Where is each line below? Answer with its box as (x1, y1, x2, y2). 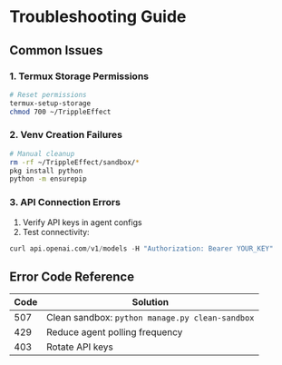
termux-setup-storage (9, 98, 92, 108)
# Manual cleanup (9, 149, 75, 158)
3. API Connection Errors (9, 196, 121, 209)
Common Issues (9, 43, 103, 58)
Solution (131, 296, 170, 309)
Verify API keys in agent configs (22, 216, 142, 228)
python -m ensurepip (9, 174, 88, 183)
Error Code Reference (9, 269, 134, 284)
